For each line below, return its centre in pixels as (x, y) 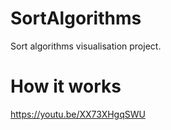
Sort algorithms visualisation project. (86, 46)
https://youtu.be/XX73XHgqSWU (78, 114)
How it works (66, 86)
